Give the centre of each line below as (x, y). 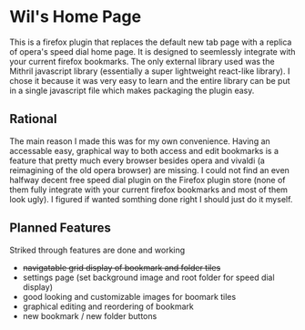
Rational (33, 119)
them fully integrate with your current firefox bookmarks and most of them (149, 190)
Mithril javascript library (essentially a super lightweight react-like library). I (150, 71)
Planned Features (61, 228)
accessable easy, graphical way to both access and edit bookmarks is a (144, 150)
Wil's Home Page (76, 17)
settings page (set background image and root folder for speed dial (148, 277)
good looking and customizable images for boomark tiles (129, 296)
